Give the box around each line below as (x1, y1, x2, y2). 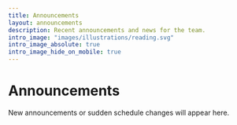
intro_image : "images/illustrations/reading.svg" (8, 33, 175, 42)
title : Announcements (8, 11, 80, 20)
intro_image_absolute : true (8, 41, 101, 49)
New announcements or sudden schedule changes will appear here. (8, 108, 230, 117)
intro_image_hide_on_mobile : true (8, 48, 122, 56)
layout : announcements (8, 19, 83, 27)
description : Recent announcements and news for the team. (8, 26, 206, 34)
